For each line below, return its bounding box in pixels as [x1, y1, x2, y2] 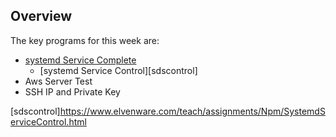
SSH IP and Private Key [24, 85, 121, 98]
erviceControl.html [10, 115, 87, 128]
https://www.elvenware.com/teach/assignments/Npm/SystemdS [59, 105, 326, 117]
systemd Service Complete [24, 54, 137, 66]
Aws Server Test [24, 75, 93, 87]
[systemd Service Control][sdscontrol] [39, 64, 198, 76]
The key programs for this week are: [10, 34, 160, 46]
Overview [10, 8, 73, 25]
